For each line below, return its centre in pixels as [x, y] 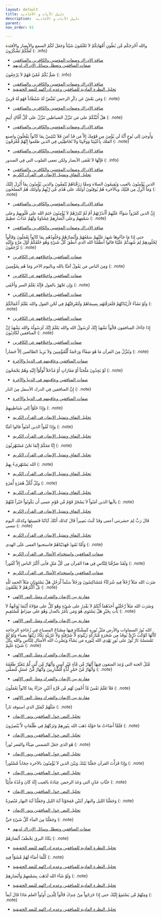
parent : [13, 23]
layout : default [22, 9]
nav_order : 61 [20, 28]
